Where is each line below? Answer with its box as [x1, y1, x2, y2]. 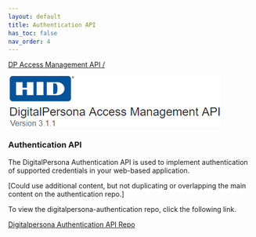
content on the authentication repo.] [8, 189, 124, 199]
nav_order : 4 [8, 38, 51, 46]
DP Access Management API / [8, 60, 106, 70]
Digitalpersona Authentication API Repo [8, 220, 135, 229]
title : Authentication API [8, 20, 96, 29]
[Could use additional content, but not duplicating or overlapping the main [8, 180, 247, 190]
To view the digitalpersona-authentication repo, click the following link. [8, 204, 236, 213]
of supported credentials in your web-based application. [8, 166, 190, 175]
